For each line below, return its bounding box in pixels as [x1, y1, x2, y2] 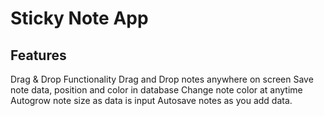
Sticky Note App [10, 7, 149, 30]
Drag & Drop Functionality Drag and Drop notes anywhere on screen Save [10, 73, 314, 85]
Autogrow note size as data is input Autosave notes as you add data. [10, 95, 293, 106]
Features [10, 47, 67, 64]
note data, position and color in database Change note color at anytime [10, 84, 303, 96]
